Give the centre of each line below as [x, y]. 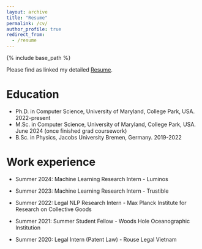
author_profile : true [34, 29]
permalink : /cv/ [27, 23]
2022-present [33, 117]
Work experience [51, 162]
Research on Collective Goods [53, 209]
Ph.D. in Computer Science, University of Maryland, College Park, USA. [105, 111]
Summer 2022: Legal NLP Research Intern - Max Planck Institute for [101, 203]
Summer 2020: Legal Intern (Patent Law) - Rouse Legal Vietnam [96, 239]
